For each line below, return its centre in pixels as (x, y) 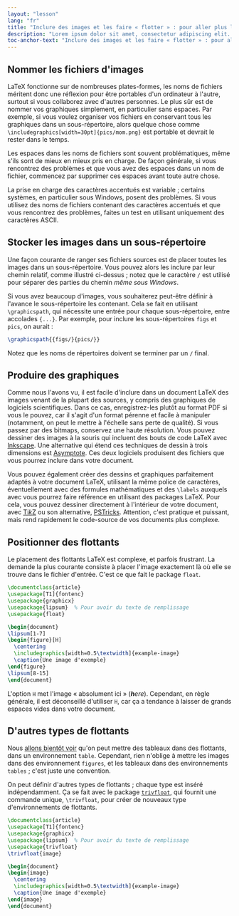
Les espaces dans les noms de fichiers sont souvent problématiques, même (119, 153)
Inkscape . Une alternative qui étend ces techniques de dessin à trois (108, 445)
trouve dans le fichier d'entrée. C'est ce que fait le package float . (104, 575)
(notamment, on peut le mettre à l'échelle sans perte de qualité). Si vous (113, 423)
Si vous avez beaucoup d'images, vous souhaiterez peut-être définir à (110, 296)
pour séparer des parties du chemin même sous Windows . (93, 282)
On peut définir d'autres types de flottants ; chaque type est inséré (105, 785)
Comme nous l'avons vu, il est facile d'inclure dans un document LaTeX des (118, 392)
